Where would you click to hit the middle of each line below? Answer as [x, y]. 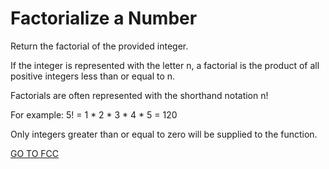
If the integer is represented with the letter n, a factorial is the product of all [165, 65]
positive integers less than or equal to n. [93, 76]
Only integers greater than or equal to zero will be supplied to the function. [164, 134]
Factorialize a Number [104, 18]
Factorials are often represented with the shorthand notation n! [139, 95]
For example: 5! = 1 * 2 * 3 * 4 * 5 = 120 [94, 114]
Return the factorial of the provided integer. [99, 46]
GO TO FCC [35, 153]
